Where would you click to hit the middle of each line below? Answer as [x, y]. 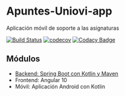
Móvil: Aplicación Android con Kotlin [60, 86]
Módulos [23, 59]
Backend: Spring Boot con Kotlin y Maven [67, 74]
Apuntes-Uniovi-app [59, 11]
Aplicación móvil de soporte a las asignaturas [63, 28]
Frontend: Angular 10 [41, 80]
